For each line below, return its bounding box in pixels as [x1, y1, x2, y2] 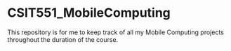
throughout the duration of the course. [7, 35, 119, 43]
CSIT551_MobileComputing [7, 5, 171, 21]
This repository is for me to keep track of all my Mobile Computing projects [7, 28, 225, 36]
